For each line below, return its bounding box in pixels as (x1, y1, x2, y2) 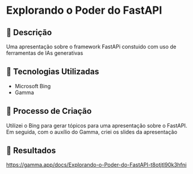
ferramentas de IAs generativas (6, 49, 83, 57)
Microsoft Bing (14, 82, 51, 89)
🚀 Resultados (6, 145, 56, 156)
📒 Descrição (6, 27, 52, 38)
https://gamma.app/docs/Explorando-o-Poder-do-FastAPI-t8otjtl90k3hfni (6, 161, 187, 169)
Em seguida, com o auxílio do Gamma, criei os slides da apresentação (6, 128, 178, 135)
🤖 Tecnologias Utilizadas (6, 67, 99, 77)
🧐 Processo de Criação (6, 106, 92, 116)
